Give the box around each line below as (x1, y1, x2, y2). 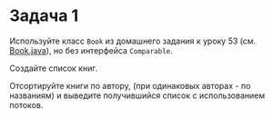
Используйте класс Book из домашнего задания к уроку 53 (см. (9, 35, 257, 46)
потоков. (9, 99, 44, 110)
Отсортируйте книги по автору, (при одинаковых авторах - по (9, 80, 251, 91)
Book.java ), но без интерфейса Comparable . (9, 44, 173, 55)
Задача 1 (9, 5, 79, 26)
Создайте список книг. (9, 63, 98, 74)
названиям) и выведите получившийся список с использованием (9, 90, 266, 101)
